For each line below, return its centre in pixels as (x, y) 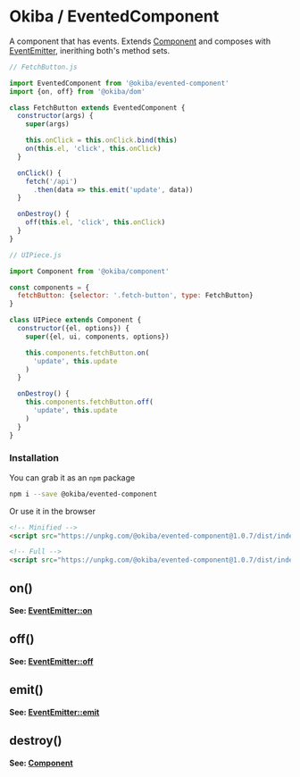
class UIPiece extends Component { (75, 320)
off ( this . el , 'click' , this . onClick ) (96, 222)
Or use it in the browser (53, 511)
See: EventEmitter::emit (54, 713)
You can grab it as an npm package (72, 477)
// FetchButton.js (43, 67)
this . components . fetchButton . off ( (89, 402)
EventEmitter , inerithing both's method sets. (90, 50)
